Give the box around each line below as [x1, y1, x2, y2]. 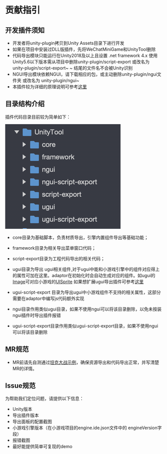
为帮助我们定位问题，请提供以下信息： [5, 396, 84, 402]
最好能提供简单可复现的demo [12, 444, 73, 450]
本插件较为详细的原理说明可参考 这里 [12, 84, 87, 90]
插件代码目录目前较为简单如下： [5, 114, 71, 120]
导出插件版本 [12, 412, 39, 419]
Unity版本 [12, 406, 32, 412]
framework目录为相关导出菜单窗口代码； [12, 245, 96, 251]
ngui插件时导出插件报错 [12, 312, 61, 318]
